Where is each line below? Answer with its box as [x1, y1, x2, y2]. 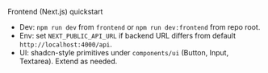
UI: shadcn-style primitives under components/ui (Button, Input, [19, 48, 229, 57]
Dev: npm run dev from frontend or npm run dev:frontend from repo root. [19, 22, 261, 31]
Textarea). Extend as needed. [19, 56, 118, 66]
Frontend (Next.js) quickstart [7, 7, 103, 16]
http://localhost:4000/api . [19, 39, 112, 49]
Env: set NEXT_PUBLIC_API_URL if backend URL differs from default [19, 31, 236, 40]
